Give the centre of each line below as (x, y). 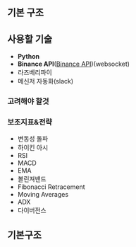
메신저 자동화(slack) (45, 81)
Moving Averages (43, 195)
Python (29, 57)
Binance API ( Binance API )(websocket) (74, 64)
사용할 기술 (30, 39)
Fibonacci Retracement (51, 187)
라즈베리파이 (35, 72)
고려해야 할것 (28, 101)
